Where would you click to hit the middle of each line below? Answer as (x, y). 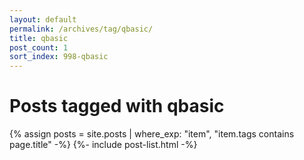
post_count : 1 (39, 47)
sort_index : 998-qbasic (59, 57)
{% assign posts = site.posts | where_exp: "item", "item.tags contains (152, 134)
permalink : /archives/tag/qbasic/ (81, 29)
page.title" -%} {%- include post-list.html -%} (103, 145)
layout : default (43, 19)
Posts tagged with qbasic (117, 106)
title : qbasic (39, 38)
